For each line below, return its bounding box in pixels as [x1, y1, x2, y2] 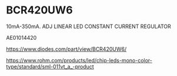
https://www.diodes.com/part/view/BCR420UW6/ [6, 45, 127, 53]
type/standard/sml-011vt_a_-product [6, 63, 94, 70]
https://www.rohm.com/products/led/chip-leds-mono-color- [6, 57, 153, 64]
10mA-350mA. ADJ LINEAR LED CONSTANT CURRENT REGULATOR [6, 23, 172, 30]
